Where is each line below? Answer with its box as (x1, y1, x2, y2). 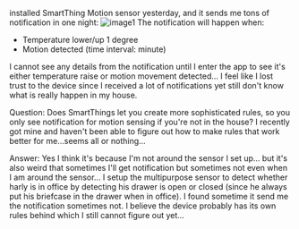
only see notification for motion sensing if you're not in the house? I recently (9, 116, 291, 127)
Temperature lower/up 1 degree (21, 35, 139, 45)
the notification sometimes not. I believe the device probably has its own (9, 200, 277, 211)
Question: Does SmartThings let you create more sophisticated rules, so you (9, 107, 291, 117)
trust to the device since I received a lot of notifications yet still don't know (9, 81, 285, 90)
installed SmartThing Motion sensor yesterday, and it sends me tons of (9, 8, 270, 18)
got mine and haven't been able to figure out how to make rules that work (9, 126, 280, 137)
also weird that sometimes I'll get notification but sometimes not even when (9, 163, 288, 173)
